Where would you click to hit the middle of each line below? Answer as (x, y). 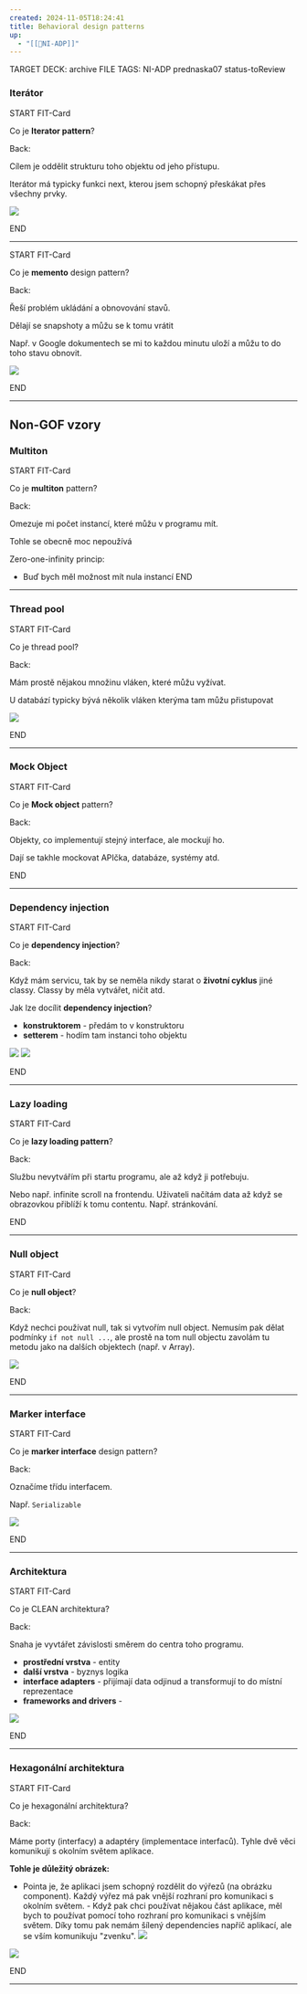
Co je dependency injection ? (65, 945)
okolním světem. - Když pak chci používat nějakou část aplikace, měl (153, 1905)
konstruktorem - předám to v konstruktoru (103, 1026)
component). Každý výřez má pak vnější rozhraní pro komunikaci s (148, 1895)
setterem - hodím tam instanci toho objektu (105, 1035)
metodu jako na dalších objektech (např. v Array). (102, 1346)
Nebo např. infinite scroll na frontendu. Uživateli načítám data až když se (146, 1195)
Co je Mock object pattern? (61, 804)
